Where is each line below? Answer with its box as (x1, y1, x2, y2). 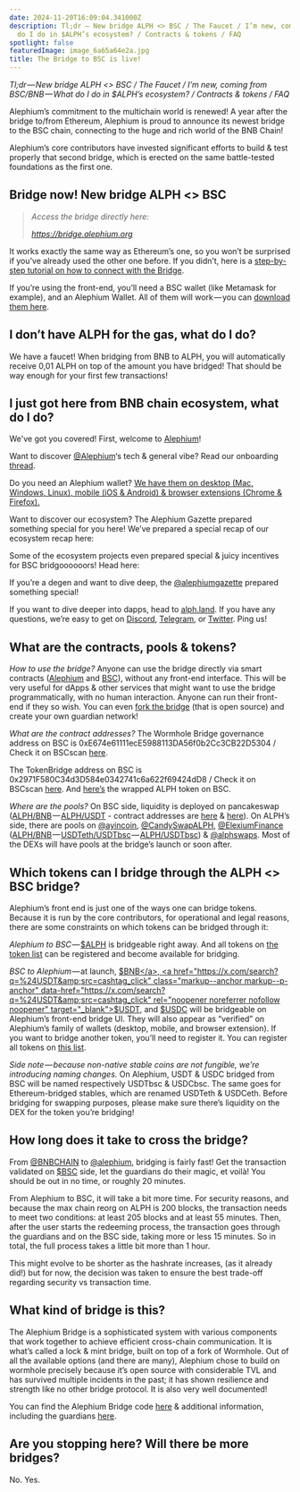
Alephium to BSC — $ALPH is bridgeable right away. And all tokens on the (9, 939, 279, 950)
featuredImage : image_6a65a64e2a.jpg (9, 47, 150, 55)
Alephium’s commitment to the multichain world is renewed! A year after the (9, 107, 288, 116)
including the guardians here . (9, 1411, 117, 1421)
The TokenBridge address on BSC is (9, 764, 143, 775)
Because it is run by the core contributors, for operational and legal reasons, (9, 912, 290, 923)
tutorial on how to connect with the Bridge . (27, 265, 185, 276)
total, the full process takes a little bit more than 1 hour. (9, 1240, 211, 1251)
